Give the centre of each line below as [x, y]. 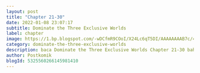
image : [14, 39]
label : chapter [25, 34]
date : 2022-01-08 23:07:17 [40, 22]
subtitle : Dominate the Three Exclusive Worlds [66, 28]
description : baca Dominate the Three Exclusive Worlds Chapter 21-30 [96, 50]
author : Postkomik [29, 55]
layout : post [22, 11]
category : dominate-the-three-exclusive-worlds [66, 45]
